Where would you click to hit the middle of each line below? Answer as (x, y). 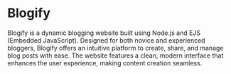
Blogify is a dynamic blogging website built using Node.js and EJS (104, 33)
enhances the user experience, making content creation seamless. (105, 63)
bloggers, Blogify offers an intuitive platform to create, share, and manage (116, 48)
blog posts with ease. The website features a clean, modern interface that (116, 55)
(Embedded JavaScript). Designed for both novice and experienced (106, 40)
